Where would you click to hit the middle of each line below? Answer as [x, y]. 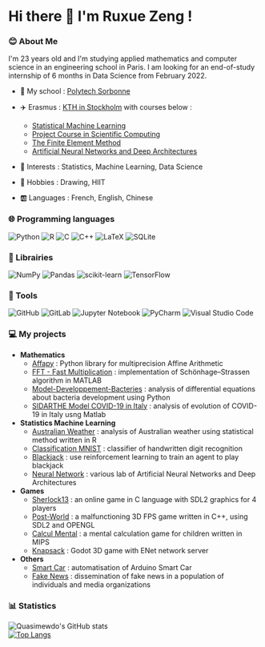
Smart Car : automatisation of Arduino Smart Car [112, 567]
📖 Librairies [31, 257]
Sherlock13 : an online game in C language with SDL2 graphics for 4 [144, 499]
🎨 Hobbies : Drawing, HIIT [62, 183]
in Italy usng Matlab [74, 414]
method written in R [64, 440]
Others [32, 559]
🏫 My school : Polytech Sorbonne [75, 91]
